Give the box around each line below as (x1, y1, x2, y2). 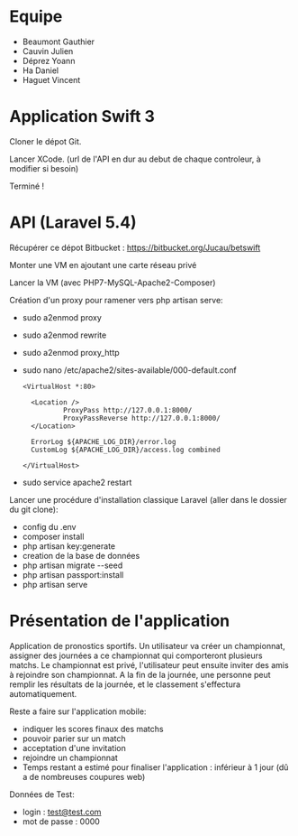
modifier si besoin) (9, 163, 79, 173)
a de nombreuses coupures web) (22, 771, 146, 782)
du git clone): (9, 504, 59, 515)
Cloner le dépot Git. (9, 135, 82, 146)
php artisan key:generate (22, 540, 116, 552)
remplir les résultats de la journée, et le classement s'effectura (9, 679, 241, 690)
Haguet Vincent (22, 74, 81, 85)
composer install (22, 531, 85, 542)
